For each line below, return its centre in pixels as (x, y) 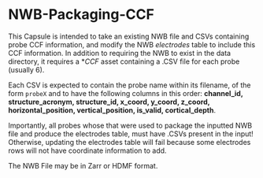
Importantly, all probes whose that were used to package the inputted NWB (130, 125)
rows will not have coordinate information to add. (87, 150)
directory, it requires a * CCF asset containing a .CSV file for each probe (124, 61)
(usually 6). (26, 69)
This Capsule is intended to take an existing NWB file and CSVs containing (129, 36)
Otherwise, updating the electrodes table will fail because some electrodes (130, 142)
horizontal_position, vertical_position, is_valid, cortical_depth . (112, 110)
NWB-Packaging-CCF (81, 15)
